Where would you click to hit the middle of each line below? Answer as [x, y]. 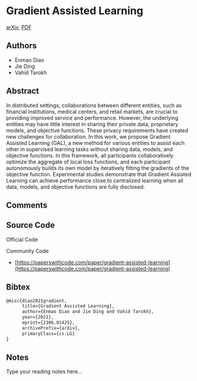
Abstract [23, 91]
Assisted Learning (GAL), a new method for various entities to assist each [95, 143]
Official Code [22, 239]
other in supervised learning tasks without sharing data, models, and [89, 149]
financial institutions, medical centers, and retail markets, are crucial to [92, 111]
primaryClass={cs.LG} [48, 334]
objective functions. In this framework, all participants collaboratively [90, 155]
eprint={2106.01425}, [48, 323]
